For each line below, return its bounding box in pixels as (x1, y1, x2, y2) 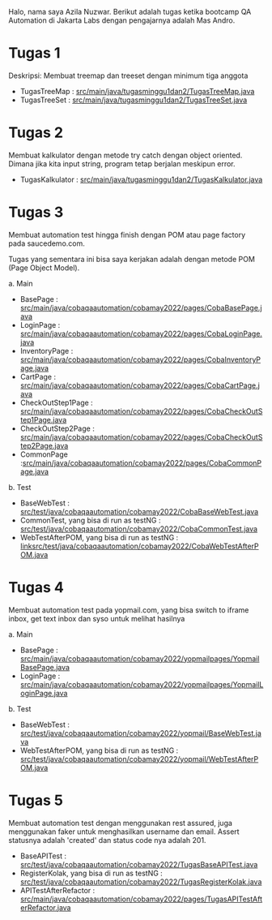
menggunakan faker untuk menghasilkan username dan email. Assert (8, 827, 240, 836)
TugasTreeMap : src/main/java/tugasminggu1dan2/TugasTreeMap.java (19, 86, 255, 96)
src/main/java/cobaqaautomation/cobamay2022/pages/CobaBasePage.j (19, 303, 262, 312)
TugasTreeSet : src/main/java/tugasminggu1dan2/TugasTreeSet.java (19, 95, 248, 105)
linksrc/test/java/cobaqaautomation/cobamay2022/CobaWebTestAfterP (19, 541, 259, 551)
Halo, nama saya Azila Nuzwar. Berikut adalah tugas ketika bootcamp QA (8, 7, 252, 16)
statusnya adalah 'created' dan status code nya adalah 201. (8, 835, 206, 845)
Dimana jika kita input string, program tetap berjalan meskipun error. (8, 158, 236, 169)
